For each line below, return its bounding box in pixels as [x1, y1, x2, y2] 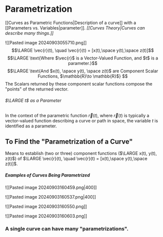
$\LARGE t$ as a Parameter [5, 97, 62, 103]
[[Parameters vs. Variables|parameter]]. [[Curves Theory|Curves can [5, 25, 145, 30]
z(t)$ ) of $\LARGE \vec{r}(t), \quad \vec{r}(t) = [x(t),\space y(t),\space [5, 155, 148, 161]
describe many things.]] [5, 30, 54, 36]
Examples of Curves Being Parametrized [5, 172, 90, 178]
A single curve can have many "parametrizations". [5, 225, 129, 232]
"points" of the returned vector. [5, 86, 69, 92]
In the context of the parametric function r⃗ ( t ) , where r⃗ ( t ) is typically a [5, 113, 149, 118]
